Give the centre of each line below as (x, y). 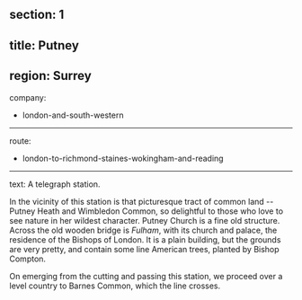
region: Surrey (50, 76)
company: (28, 97)
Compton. (28, 259)
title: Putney (44, 45)
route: (20, 141)
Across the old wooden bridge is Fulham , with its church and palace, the (143, 230)
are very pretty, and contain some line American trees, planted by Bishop (145, 249)
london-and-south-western (73, 115)
